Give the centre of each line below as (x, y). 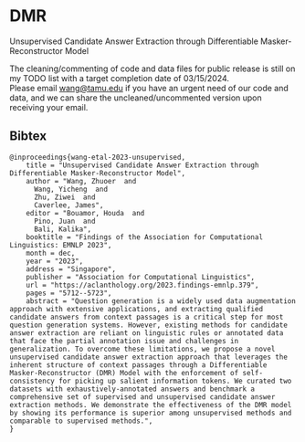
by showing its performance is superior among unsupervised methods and (151, 413)
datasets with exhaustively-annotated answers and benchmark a (132, 389)
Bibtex (28, 137)
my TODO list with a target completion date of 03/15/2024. (120, 78)
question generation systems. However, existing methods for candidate (148, 325)
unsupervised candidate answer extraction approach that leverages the (148, 357)
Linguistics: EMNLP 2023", (61, 245)
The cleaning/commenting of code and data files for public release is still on (152, 68)
